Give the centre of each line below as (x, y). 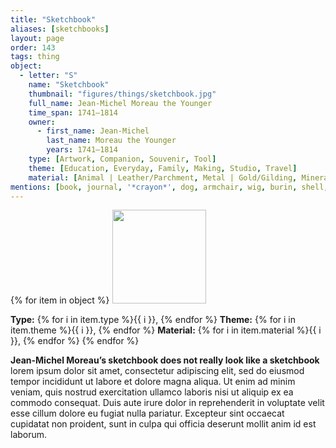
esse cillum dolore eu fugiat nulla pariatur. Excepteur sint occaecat (147, 413)
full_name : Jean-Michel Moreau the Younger (120, 103)
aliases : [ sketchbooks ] (60, 29)
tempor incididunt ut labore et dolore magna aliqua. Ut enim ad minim (153, 382)
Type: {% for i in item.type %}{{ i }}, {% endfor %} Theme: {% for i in (153, 320)
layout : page (37, 38)
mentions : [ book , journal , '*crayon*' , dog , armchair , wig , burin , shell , (169, 187)
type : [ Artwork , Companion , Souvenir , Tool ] (122, 159)
